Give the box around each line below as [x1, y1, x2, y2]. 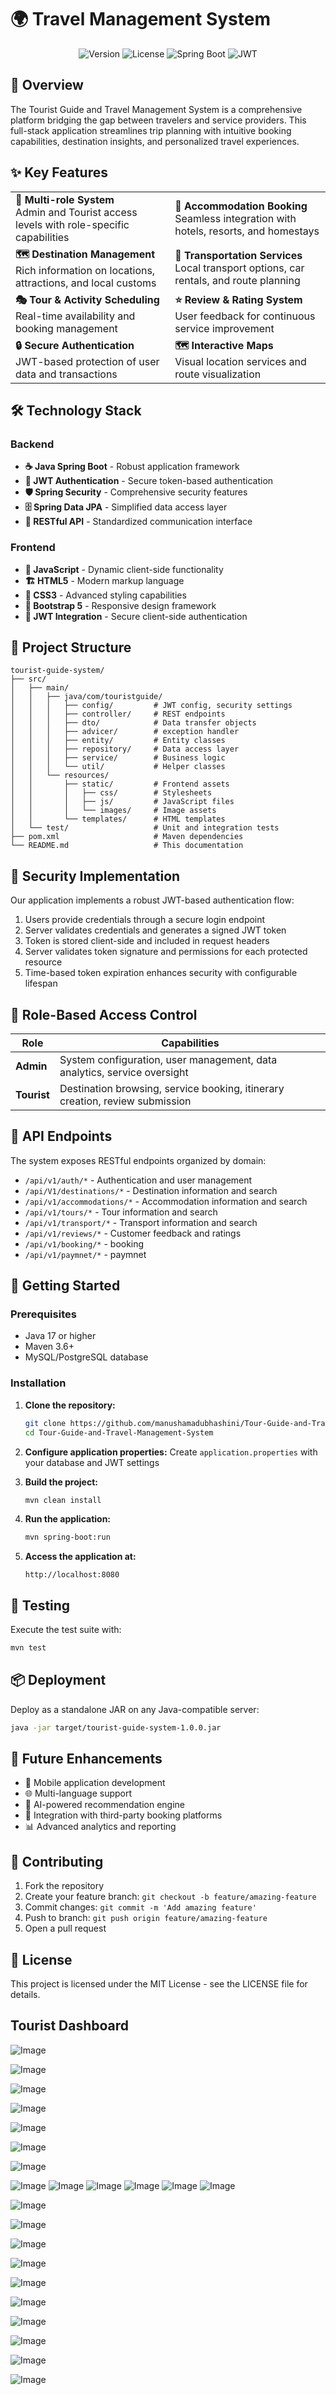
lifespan [24, 977, 58, 990]
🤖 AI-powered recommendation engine [24, 1799, 185, 1811]
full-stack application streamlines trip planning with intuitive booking [10, 124, 292, 136]
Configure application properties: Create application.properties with [24, 1446, 318, 1458]
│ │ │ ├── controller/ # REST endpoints [10, 709, 226, 720]
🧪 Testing [10, 1597, 71, 1614]
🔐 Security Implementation [10, 867, 181, 885]
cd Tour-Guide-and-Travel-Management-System [24, 1427, 214, 1438]
